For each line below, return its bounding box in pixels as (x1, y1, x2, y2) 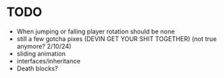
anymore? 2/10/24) (16, 42, 72, 50)
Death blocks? (16, 64, 59, 72)
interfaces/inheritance (16, 56, 81, 65)
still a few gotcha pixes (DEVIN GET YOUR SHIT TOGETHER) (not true (16, 34, 217, 42)
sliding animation (16, 49, 66, 58)
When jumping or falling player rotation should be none (16, 27, 175, 36)
